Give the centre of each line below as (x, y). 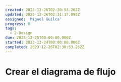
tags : (11, 28)
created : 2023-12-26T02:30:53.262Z (43, 10)
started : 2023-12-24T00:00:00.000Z (43, 42)
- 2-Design (21, 33)
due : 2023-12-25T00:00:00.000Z (38, 38)
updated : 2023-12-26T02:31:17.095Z (43, 14)
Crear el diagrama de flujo (60, 72)
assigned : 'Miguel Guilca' (34, 19)
